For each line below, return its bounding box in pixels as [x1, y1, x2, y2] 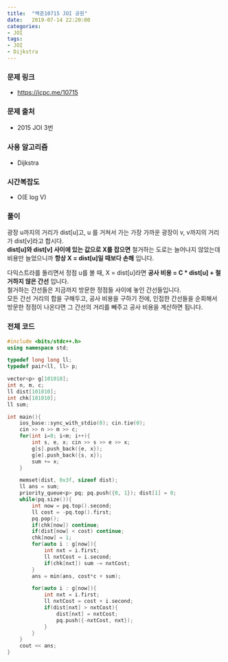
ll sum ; [7, 401, 30, 408]
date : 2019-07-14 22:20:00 [7, 16, 91, 23]
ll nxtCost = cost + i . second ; [43, 598, 134, 605]
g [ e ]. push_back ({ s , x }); [32, 451, 103, 459]
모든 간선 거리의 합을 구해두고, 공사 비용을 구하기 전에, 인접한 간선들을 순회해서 [7, 295, 218, 303]
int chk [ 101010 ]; [7, 394, 57, 402]
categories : [7, 23, 41, 30]
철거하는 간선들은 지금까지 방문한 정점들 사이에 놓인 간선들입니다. [7, 286, 182, 294]
